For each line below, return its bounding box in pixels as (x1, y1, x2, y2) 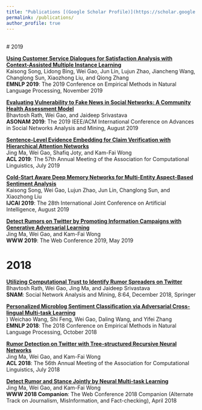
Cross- (172, 303, 191, 310)
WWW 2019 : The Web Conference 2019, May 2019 (6, 237, 134, 244)
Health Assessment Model (6, 105, 74, 113)
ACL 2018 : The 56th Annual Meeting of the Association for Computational (6, 360, 190, 367)
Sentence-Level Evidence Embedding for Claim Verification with (6, 136, 171, 144)
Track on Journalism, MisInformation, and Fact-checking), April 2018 (6, 397, 177, 405)
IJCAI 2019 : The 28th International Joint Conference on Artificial (6, 199, 166, 207)
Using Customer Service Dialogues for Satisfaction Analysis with (6, 55, 173, 62)
